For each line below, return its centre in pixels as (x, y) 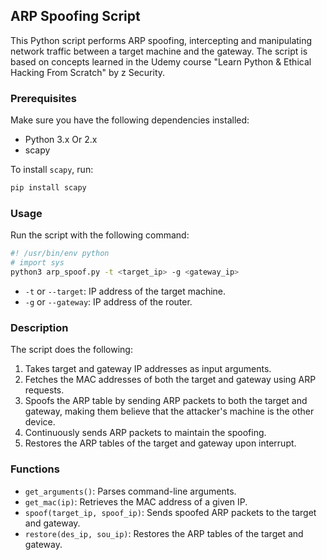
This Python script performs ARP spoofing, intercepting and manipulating (161, 40)
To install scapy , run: (52, 170)
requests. (44, 390)
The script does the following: (71, 350)
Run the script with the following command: (100, 235)
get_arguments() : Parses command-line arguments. (130, 491)
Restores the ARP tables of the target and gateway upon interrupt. (160, 443)
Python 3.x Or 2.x (61, 140)
